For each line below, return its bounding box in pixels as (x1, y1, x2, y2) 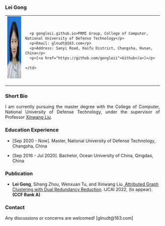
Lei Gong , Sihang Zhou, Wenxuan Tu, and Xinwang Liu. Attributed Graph (12, 181, 159, 187)
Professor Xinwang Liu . (5, 114, 53, 120)
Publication (5, 170, 33, 177)
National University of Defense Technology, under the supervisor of (5, 109, 160, 115)
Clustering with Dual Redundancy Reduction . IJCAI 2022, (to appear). (12, 187, 153, 193)
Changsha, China (12, 143, 48, 149)
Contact (5, 204, 25, 211)
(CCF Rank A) (12, 192, 41, 198)
